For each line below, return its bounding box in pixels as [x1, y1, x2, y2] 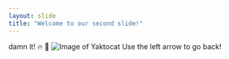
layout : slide [8, 11, 57, 20]
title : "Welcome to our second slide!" [8, 19, 144, 27]
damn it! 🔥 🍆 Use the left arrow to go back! [8, 41, 222, 51]
